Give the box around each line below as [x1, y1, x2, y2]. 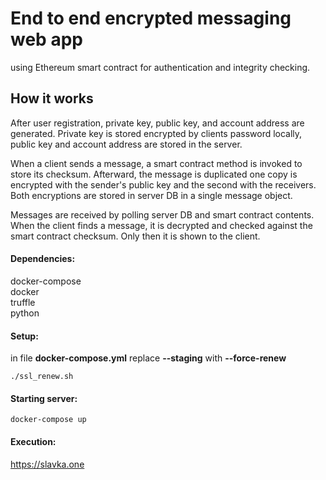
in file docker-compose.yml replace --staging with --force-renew [10, 352, 287, 364]
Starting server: [10, 392, 78, 404]
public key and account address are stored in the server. [10, 138, 243, 150]
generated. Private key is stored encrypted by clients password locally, [10, 127, 303, 139]
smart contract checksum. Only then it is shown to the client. [10, 230, 261, 242]
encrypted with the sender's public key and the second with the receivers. [10, 178, 317, 191]
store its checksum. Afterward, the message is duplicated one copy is [10, 168, 298, 180]
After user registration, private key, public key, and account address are [10, 117, 305, 129]
